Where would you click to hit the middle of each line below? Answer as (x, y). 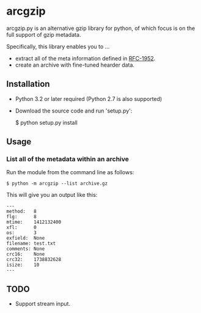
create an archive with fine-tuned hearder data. (75, 65)
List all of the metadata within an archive (68, 159)
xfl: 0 (21, 227)
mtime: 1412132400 (34, 222)
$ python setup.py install (46, 122)
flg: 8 (21, 217)
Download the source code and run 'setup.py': (74, 111)
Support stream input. (43, 304)
